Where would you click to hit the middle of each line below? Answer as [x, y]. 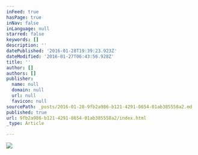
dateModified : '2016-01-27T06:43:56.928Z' [60, 56]
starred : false [25, 34]
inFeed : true [23, 12]
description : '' [26, 46]
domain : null [28, 90]
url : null [24, 96]
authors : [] [21, 73]
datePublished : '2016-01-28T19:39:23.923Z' [62, 51]
